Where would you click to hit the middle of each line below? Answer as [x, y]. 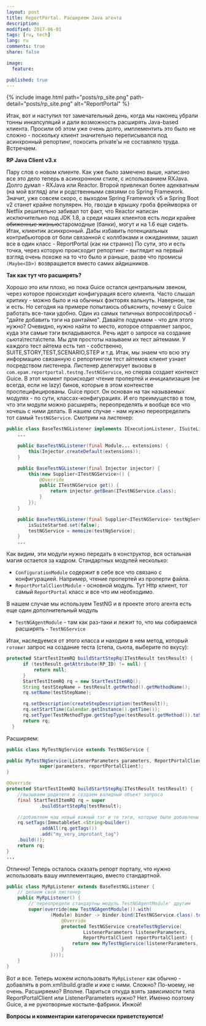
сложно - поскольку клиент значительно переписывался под [87, 135]
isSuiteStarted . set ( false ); [64, 525]
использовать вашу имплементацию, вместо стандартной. [84, 875]
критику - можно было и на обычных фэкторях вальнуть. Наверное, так [101, 300]
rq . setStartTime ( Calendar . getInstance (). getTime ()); [91, 710]
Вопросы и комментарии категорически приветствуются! [85, 1016]
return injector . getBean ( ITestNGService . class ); [113, 491]
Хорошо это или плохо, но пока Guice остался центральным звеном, [97, 287]
